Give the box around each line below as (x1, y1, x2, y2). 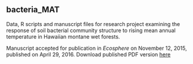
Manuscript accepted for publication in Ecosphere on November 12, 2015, (6, 44, 187, 52)
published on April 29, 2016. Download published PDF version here (6, 50, 171, 58)
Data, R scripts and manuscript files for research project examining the (6, 20, 180, 27)
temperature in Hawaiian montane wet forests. (6, 33, 121, 40)
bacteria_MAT (6, 5, 60, 15)
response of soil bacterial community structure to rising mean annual (6, 27, 176, 34)
